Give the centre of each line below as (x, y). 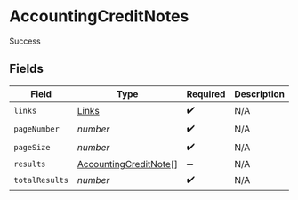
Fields (27, 69)
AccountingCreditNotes (99, 16)
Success (25, 41)
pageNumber (36, 129)
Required (206, 93)
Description (260, 93)
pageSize (32, 148)
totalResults (41, 180)
